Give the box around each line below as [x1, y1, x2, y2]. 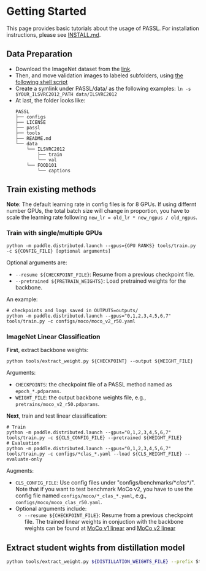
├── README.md [15, 135, 51, 142]
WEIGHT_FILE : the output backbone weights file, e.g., [15, 394, 147, 401]
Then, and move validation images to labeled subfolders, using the [15, 72, 184, 79]
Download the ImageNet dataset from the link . [15, 65, 132, 72]
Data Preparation [6, 49, 72, 59]
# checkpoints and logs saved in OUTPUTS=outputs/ [6, 307, 139, 313]
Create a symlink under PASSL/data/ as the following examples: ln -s [15, 85, 191, 92]
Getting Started [6, 4, 87, 18]
